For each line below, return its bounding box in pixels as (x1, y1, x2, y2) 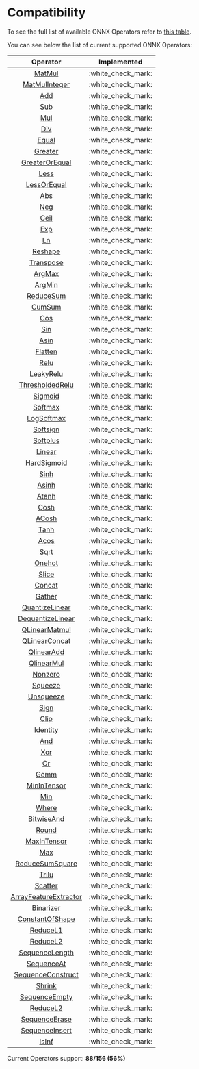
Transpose (29, 257, 64, 267)
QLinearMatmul (21, 625, 72, 634)
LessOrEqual (25, 179, 67, 189)
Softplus (33, 436, 60, 445)
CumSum (31, 302, 62, 312)
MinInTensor (26, 781, 66, 790)
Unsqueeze (27, 692, 65, 701)
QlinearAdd (28, 647, 65, 657)
